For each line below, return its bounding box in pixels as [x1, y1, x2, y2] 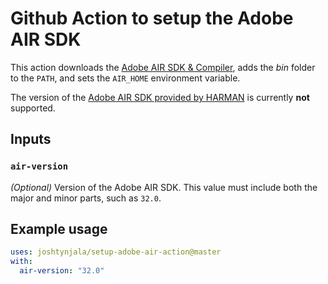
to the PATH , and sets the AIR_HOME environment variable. [10, 72, 241, 84]
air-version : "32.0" [19, 266, 105, 276]
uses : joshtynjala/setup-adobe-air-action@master [10, 247, 222, 257]
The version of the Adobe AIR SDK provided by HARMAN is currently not [10, 91, 310, 103]
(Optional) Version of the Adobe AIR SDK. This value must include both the [10, 181, 318, 193]
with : [10, 257, 33, 267]
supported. [10, 102, 56, 114]
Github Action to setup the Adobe [10, 7, 294, 30]
